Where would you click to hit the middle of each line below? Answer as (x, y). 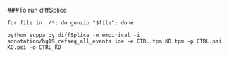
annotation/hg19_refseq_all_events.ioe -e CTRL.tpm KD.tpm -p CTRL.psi (114, 41)
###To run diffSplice (37, 10)
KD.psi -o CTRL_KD (34, 48)
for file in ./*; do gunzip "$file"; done (70, 23)
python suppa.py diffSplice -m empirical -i (74, 35)
